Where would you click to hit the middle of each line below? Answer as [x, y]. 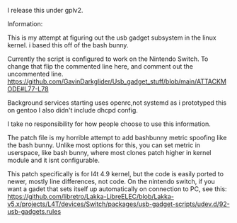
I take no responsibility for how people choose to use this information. [109, 124]
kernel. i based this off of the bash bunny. [68, 45]
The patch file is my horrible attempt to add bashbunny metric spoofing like [117, 138]
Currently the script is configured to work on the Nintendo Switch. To [108, 59]
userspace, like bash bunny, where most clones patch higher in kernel [109, 153]
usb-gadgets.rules [34, 211]
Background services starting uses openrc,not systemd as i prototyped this [117, 103]
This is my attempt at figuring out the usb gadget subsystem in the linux [112, 38]
